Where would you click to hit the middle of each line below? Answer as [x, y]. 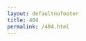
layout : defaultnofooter [43, 14]
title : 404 [23, 20]
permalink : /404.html [38, 26]
